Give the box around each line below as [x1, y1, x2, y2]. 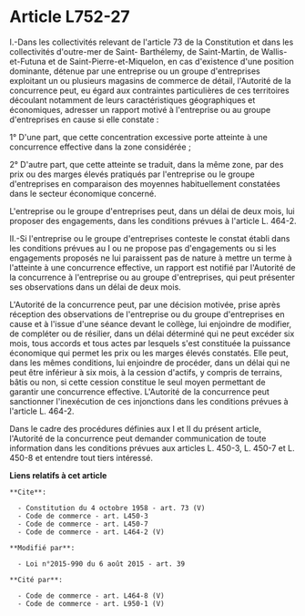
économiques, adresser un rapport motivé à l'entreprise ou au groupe [9, 104, 271, 115]
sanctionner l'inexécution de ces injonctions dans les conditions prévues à [9, 395, 289, 406]
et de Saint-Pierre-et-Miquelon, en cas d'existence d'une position [47, 56, 294, 67]
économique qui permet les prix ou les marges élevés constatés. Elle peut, [9, 347, 289, 358]
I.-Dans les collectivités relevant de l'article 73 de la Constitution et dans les [9, 36, 294, 47]
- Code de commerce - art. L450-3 [17, 511, 148, 520]
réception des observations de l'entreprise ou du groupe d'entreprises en [9, 308, 285, 320]
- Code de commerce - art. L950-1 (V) [17, 599, 166, 608]
